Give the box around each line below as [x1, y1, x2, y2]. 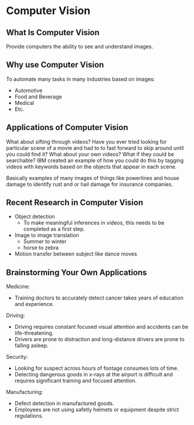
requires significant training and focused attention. [14, 377, 137, 385]
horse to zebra [23, 244, 59, 251]
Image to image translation [14, 232, 79, 239]
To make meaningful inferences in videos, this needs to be [23, 219, 165, 226]
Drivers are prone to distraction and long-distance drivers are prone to [14, 336, 185, 343]
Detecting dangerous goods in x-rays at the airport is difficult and [14, 371, 173, 378]
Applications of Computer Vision [6, 123, 128, 132]
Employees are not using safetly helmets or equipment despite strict [14, 406, 179, 413]
